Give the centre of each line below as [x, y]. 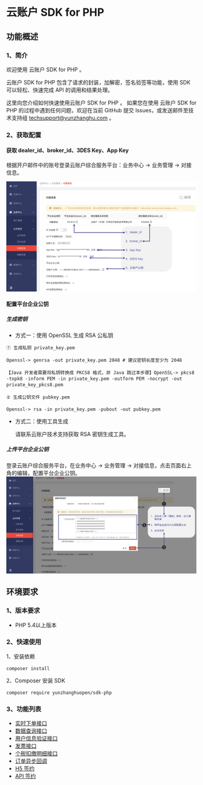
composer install [28, 668]
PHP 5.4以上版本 [36, 625]
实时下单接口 [31, 723]
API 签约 [25, 776]
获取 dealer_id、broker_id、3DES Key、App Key [67, 150]
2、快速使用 [24, 642]
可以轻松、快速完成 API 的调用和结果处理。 [60, 90]
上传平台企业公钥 [27, 449]
